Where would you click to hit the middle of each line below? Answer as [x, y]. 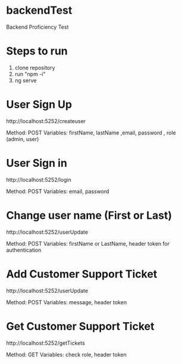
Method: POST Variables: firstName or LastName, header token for [88, 243]
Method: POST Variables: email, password [58, 191]
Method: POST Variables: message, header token [66, 302]
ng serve [26, 80]
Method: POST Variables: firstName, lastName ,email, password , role [91, 133]
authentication [24, 250]
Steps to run [37, 51]
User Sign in [37, 163]
